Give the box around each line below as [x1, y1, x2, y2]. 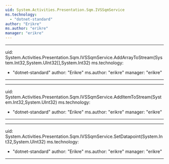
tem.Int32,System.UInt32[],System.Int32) [5, 60, 91, 66]
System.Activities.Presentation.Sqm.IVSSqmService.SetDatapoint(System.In [5, 133, 163, 139]
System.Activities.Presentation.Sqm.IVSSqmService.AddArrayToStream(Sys [5, 55, 162, 60]
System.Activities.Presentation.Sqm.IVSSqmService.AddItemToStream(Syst [5, 94, 162, 100]
